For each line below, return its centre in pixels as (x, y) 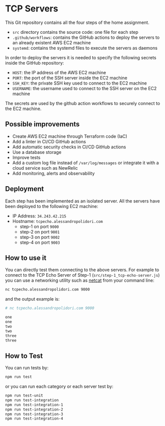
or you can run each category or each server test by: (59, 387)
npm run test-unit (24, 396)
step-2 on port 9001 (40, 231)
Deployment (25, 189)
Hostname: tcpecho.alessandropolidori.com (57, 221)
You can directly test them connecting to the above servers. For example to (82, 270)
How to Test (24, 356)
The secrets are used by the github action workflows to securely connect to (83, 103)
